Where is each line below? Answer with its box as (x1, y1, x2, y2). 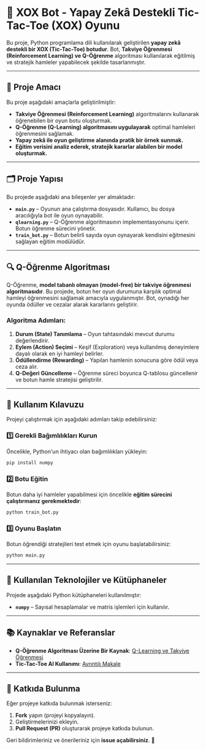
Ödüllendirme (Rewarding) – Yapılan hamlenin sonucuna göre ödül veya (15, 356, 198, 364)
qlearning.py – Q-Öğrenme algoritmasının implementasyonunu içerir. (15, 218, 190, 225)
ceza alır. (15, 362, 39, 370)
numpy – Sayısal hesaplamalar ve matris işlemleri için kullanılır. (15, 603, 170, 611)
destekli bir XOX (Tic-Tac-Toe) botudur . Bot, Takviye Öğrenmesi (6, 45, 173, 53)
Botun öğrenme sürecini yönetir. (15, 224, 96, 232)
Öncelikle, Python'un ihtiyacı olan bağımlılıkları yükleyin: (6, 448, 148, 455)
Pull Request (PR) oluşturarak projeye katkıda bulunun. (15, 725, 154, 732)
